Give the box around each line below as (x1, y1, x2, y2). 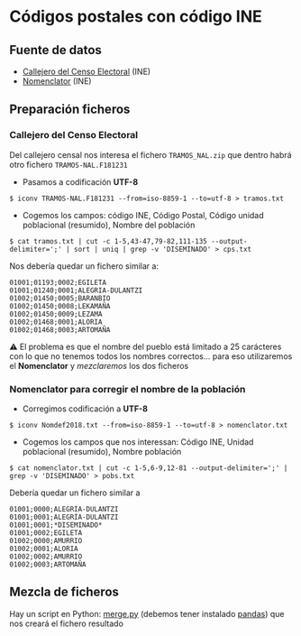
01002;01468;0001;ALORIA (9, 318, 103, 327)
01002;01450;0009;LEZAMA (9, 309, 103, 318)
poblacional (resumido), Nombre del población (22, 219, 196, 230)
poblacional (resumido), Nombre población (22, 446, 182, 456)
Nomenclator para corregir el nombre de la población (9, 383, 246, 395)
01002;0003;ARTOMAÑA (9, 559, 87, 569)
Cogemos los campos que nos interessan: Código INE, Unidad (22, 436, 254, 447)
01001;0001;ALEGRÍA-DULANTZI (9, 512, 119, 521)
